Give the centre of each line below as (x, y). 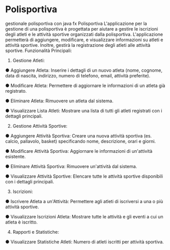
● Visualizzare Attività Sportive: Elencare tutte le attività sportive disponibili (84, 176)
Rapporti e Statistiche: (36, 232)
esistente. (15, 156)
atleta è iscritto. (22, 222)
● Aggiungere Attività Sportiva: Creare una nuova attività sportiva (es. (79, 135)
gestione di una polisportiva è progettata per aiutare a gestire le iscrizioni (82, 29)
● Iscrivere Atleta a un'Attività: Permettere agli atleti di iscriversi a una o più (84, 201)
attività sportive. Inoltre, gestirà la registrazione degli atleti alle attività (78, 45)
